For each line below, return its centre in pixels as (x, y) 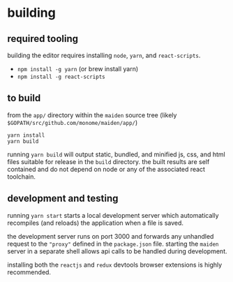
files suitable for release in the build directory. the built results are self (108, 161)
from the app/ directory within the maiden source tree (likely (92, 115)
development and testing (63, 199)
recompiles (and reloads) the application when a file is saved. (95, 223)
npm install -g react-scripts (61, 77)
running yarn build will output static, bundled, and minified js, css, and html (116, 154)
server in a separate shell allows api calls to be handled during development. (118, 251)
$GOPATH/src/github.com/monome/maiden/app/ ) (73, 122)
